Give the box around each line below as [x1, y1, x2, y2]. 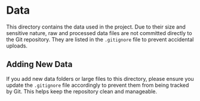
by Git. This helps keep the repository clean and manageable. [6, 87, 158, 95]
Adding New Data [6, 59, 73, 70]
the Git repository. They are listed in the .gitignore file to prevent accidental [6, 36, 194, 43]
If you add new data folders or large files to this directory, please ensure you [6, 75, 194, 82]
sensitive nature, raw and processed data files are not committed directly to [6, 29, 192, 36]
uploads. [6, 42, 28, 49]
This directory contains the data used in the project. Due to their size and [6, 23, 186, 30]
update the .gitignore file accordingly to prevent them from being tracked [6, 81, 189, 89]
